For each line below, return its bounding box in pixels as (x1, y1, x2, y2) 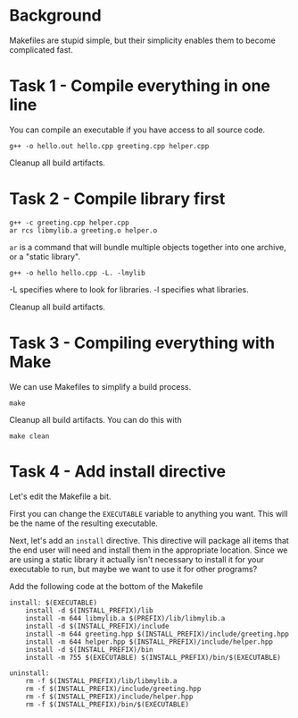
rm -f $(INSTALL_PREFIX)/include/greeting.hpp (25, 684, 202, 693)
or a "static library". (9, 251, 80, 262)
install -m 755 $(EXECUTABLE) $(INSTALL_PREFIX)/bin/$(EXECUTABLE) (25, 653, 281, 662)
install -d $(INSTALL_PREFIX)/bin (25, 645, 153, 654)
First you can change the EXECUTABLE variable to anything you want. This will (9, 508, 288, 519)
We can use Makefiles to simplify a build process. (9, 381, 192, 392)
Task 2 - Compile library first (9, 189, 226, 209)
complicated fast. (9, 44, 73, 55)
